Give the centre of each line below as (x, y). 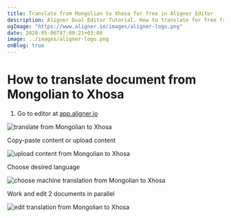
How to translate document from (102, 80)
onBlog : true (26, 46)
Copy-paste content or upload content (62, 140)
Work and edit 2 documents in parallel (61, 193)
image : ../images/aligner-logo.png (58, 39)
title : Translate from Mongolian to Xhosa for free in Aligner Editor (110, 13)
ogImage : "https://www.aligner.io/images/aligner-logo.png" (95, 26)
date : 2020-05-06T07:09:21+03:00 (55, 33)
